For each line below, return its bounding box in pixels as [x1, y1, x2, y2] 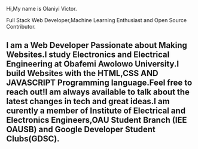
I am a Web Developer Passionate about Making [6, 40, 187, 50]
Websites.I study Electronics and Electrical [6, 50, 170, 60]
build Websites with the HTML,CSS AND [6, 68, 159, 78]
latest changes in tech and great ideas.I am [6, 96, 170, 107]
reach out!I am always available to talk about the [6, 87, 190, 98]
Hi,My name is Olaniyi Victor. [6, 5, 77, 12]
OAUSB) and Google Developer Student [6, 124, 156, 135]
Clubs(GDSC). [6, 134, 60, 144]
